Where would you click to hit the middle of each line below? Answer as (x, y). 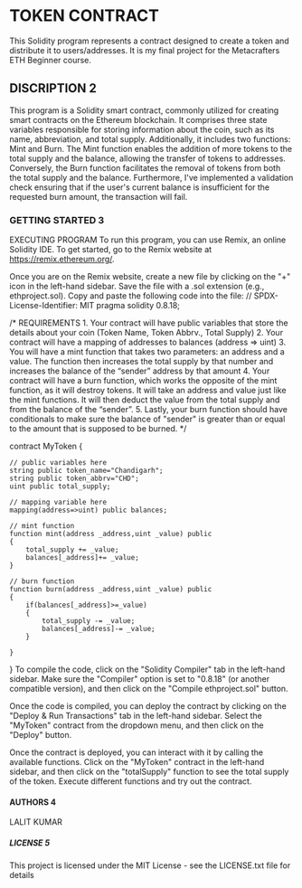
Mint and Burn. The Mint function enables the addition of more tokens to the (151, 148)
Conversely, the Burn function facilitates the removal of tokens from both (145, 167)
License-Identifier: (44, 306)
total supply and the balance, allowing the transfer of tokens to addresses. (148, 158)
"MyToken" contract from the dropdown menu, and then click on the (137, 725)
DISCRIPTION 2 (53, 88)
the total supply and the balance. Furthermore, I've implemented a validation (151, 177)
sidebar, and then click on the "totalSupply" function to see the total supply (149, 772)
